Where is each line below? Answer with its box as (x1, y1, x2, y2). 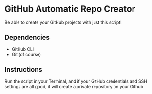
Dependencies (4, 33, 50, 42)
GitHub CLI (11, 46, 34, 52)
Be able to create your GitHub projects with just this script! (4, 19, 122, 25)
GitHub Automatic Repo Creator (4, 3, 136, 15)
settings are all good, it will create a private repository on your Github (4, 83, 144, 89)
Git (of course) (11, 51, 41, 57)
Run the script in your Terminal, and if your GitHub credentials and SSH (4, 78, 147, 84)
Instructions (4, 65, 42, 74)
